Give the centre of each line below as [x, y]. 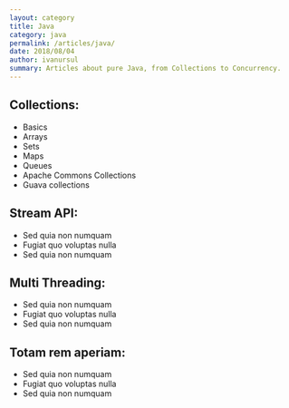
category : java [38, 34]
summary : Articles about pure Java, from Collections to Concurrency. [145, 69]
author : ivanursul [44, 60]
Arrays [35, 136]
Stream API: [44, 214]
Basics [35, 127]
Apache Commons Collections [79, 175]
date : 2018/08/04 [42, 52]
